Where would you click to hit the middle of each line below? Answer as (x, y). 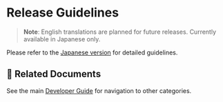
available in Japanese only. (62, 39)
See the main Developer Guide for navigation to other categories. (99, 90)
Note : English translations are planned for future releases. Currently (120, 32)
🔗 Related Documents (54, 74)
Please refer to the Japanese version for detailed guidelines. (92, 52)
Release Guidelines (62, 13)
